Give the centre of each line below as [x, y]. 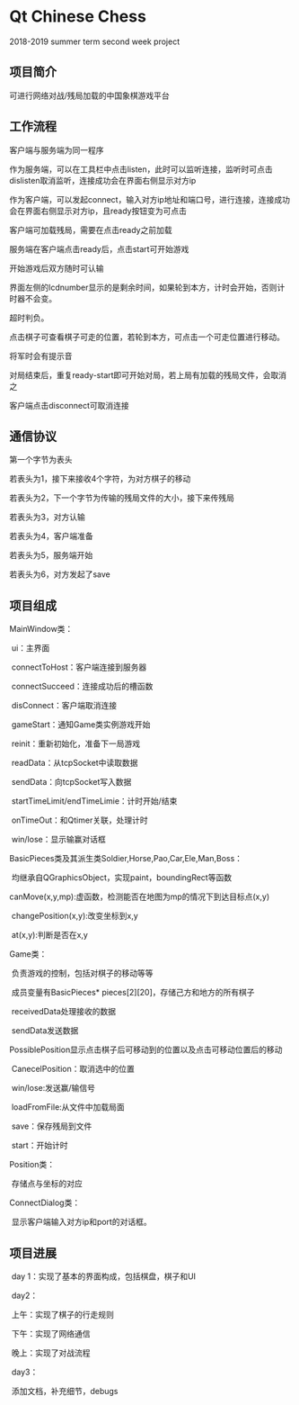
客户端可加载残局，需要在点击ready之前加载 [91, 230]
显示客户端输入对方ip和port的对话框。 [81, 1222]
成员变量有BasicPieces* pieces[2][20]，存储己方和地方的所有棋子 [133, 993]
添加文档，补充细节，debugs [65, 1391]
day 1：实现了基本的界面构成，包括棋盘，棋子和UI [103, 1276]
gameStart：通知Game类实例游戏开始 [81, 725]
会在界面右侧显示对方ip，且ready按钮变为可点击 [98, 211]
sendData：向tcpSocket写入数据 [71, 782]
